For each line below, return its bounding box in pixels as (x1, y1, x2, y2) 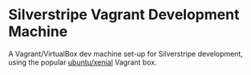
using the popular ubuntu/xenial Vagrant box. (8, 57, 157, 67)
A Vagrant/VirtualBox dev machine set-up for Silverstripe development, (8, 49, 243, 58)
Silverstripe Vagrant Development (8, 6, 240, 24)
